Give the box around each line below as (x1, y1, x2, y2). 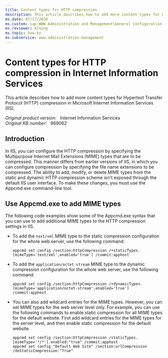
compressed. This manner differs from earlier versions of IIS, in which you (5, 158, 158, 164)
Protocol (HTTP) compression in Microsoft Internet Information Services (5, 99, 153, 105)
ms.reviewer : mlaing (5, 26, 48, 31)
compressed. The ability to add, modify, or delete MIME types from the (5, 169, 151, 175)
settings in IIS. (5, 223, 34, 229)
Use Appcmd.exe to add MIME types (5, 199, 121, 208)
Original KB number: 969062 (5, 120, 67, 126)
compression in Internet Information (5, 67, 158, 79)
